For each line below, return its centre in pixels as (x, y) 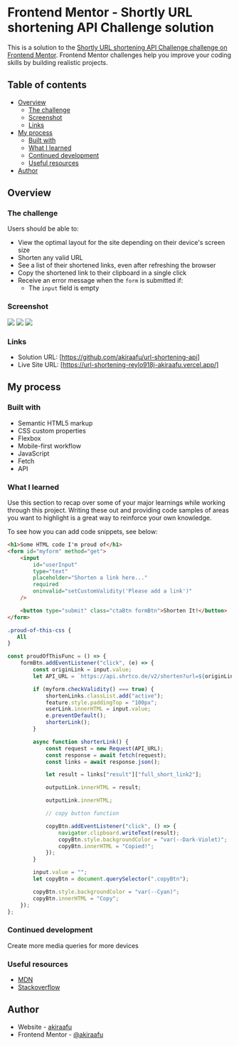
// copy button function (82, 814)
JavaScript (33, 453)
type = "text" (51, 571)
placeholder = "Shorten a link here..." (90, 578)
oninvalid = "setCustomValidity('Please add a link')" (113, 591)
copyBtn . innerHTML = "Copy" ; (76, 898)
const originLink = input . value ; (83, 670)
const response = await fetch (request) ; (106, 755)
